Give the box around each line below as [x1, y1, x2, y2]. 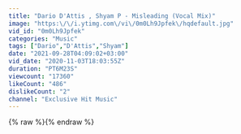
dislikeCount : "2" [8, 87, 71, 96]
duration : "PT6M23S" [8, 65, 79, 73]
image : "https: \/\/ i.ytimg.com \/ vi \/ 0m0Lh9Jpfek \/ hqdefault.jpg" [8, 19, 234, 28]
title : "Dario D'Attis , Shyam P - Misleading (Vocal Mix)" [8, 11, 217, 20]
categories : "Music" [8, 34, 79, 43]
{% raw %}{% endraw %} [8, 117, 95, 127]
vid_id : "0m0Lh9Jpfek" [8, 27, 85, 35]
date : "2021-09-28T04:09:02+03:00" [8, 50, 129, 58]
